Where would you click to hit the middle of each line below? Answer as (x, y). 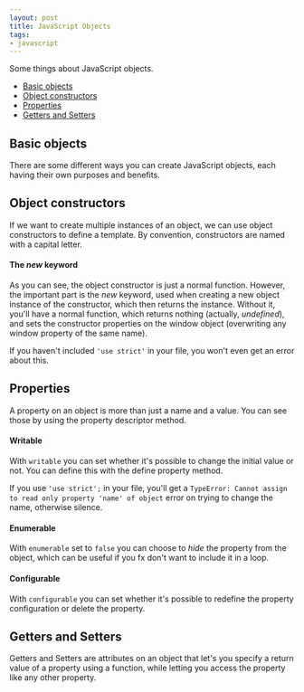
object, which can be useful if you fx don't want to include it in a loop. (139, 558)
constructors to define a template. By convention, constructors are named (147, 234)
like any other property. (53, 678)
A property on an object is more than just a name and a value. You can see (148, 410)
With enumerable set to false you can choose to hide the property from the (148, 548)
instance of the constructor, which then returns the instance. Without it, (142, 305)
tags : (19, 34)
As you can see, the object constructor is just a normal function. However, (147, 285)
